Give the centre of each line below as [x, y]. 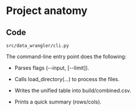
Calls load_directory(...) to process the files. [67, 79]
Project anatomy [47, 11]
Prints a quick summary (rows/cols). [58, 102]
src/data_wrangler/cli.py [37, 46]
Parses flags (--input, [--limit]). [52, 68]
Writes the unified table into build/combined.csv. [73, 91]
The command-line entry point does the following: [66, 56]
